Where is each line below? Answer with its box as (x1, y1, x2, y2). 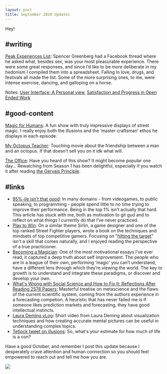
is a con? (12, 334, 31, 340)
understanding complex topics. (12, 323, 76, 329)
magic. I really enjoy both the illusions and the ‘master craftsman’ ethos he (5, 128, 158, 134)
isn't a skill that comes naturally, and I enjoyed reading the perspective (12, 238, 158, 244)
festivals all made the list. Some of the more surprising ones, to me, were (5, 74, 155, 80)
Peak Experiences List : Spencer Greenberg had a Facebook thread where (5, 53, 157, 59)
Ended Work (5, 95, 31, 101)
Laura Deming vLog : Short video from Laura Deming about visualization (12, 312, 160, 318)
